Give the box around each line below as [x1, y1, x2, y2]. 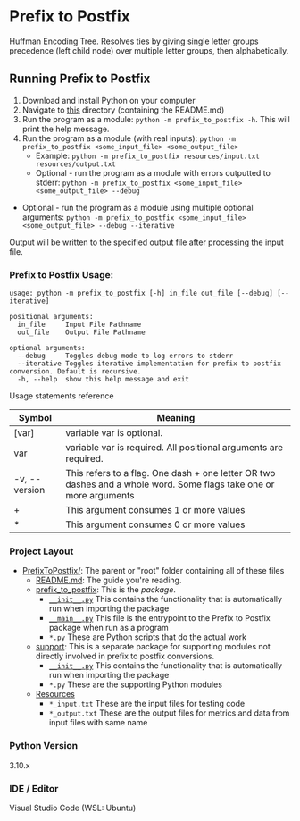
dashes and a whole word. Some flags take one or [65, 478, 275, 490]
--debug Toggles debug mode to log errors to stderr [17, 351, 234, 361]
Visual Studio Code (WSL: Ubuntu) [9, 802, 137, 813]
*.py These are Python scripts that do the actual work [48, 632, 247, 642]
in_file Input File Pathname [17, 320, 142, 330]
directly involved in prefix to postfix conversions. [35, 650, 215, 662]
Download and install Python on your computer [21, 95, 196, 105]
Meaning [156, 412, 196, 424]
